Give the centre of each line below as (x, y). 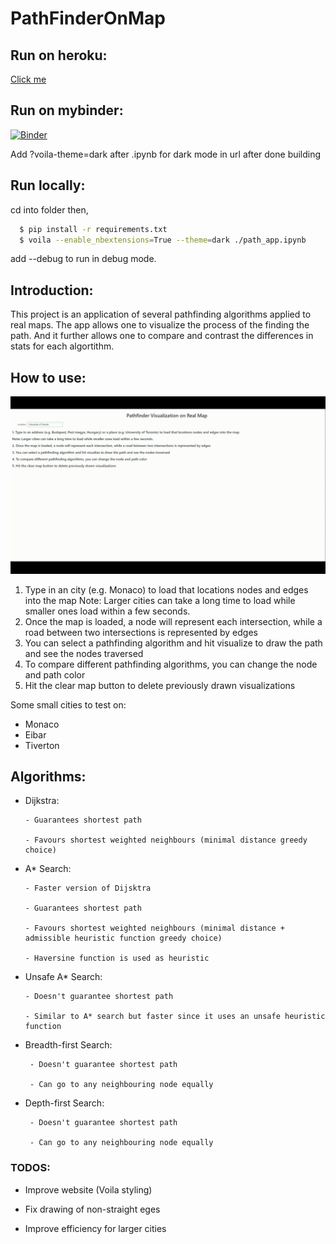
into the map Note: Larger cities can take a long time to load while (160, 600)
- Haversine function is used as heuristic (117, 958)
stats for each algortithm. (62, 346)
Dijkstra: (42, 801)
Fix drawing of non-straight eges (92, 1209)
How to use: (48, 377)
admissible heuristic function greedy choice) (123, 938)
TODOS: (30, 1168)
